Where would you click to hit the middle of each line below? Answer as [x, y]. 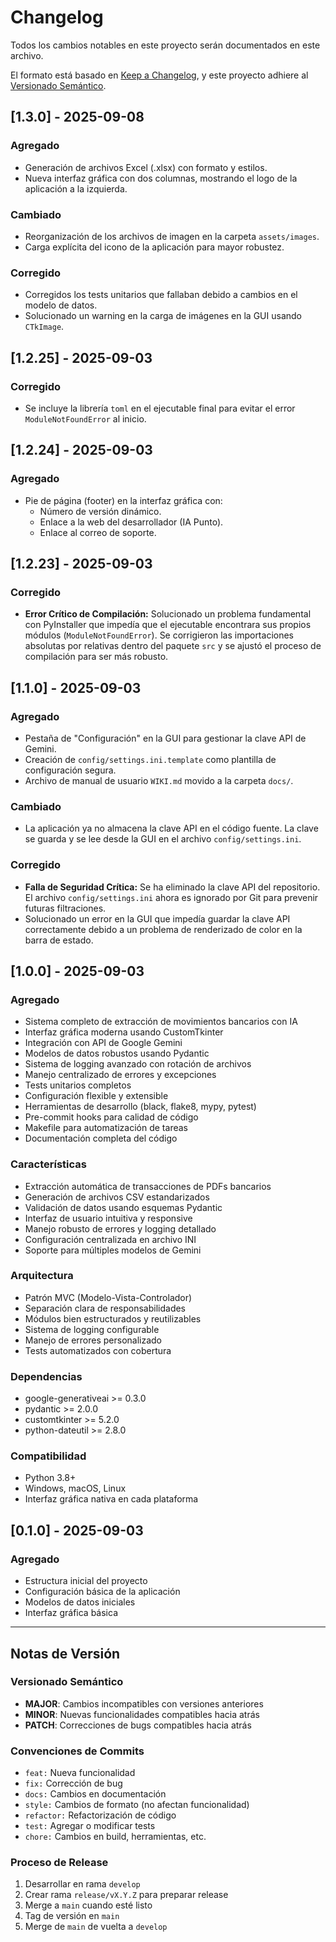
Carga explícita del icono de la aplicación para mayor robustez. [154, 247]
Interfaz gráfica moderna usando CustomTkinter [124, 1032]
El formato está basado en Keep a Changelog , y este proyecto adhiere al [159, 75]
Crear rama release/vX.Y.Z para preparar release [126, 1895]
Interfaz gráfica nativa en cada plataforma [111, 1499]
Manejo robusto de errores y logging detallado [120, 1228]
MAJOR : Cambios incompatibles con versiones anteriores [144, 1703]
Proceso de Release [59, 1863]
